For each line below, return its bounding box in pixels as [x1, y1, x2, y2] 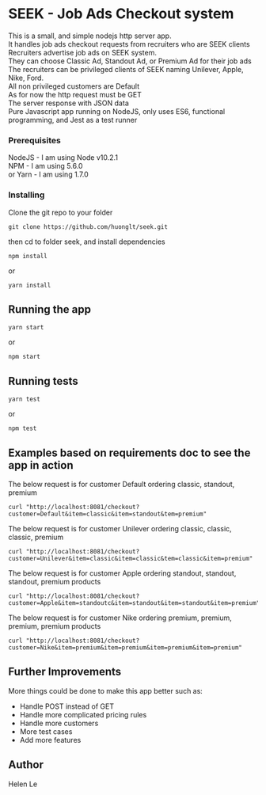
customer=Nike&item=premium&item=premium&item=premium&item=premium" [8, 643, 243, 652]
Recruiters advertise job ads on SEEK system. [8, 48, 157, 57]
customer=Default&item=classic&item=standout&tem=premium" [8, 510, 207, 518]
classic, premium [8, 532, 64, 542]
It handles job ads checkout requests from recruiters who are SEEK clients [8, 39, 251, 48]
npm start [8, 353, 41, 361]
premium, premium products [8, 621, 101, 630]
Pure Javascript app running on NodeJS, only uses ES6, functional [8, 106, 226, 116]
